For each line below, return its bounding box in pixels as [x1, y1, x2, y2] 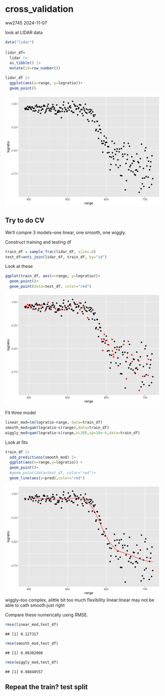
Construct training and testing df [5, 239, 72, 245]
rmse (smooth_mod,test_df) [5, 641, 58, 646]
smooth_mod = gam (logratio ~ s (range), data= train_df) [5, 425, 110, 430]
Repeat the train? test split [5, 683, 88, 691]
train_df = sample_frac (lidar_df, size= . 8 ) [5, 249, 96, 254]
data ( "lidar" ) [5, 40, 35, 45]
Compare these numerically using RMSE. [5, 612, 88, 618]
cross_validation [5, 3, 74, 15]
